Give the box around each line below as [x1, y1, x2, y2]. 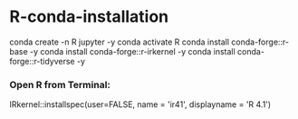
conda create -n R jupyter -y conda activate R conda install [9, 36, 229, 47]
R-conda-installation [9, 6, 169, 27]
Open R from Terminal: [9, 78, 111, 91]
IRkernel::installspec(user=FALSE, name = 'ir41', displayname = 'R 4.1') [9, 99, 272, 110]
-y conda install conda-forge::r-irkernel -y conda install [30, 45, 236, 56]
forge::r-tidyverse [9, 55, 75, 66]
